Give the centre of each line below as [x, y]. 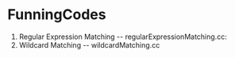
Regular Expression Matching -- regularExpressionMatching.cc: [123, 37]
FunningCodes [57, 15]
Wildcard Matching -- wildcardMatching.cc [89, 44]
